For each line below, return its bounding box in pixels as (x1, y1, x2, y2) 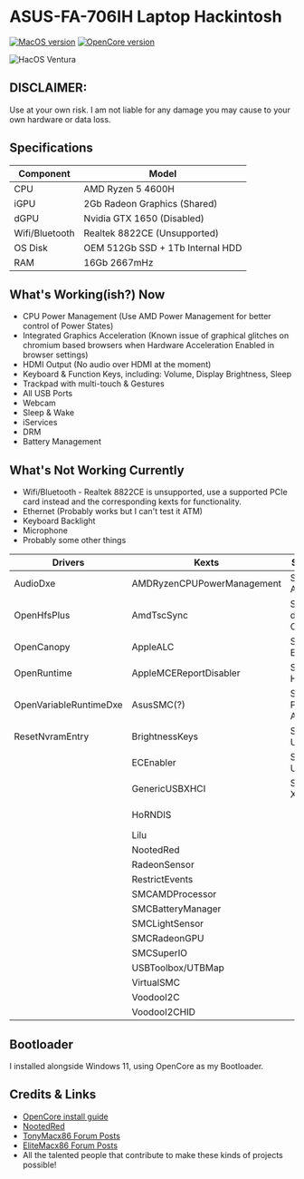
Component (17, 167, 71, 180)
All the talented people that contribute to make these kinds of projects (22, 1149, 283, 1160)
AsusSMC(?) (131, 698, 185, 711)
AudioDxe (14, 578, 56, 590)
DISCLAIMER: (9, 80, 88, 96)
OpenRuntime (14, 667, 72, 679)
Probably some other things (22, 535, 127, 546)
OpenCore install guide (22, 1111, 109, 1122)
